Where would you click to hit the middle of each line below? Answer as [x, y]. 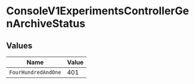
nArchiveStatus [46, 24]
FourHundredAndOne [35, 72]
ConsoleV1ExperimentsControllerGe [98, 11]
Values [19, 46]
